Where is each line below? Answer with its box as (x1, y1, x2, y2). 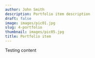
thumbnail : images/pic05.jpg (5, 29, 64, 34)
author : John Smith (5, 7, 45, 12)
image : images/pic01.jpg (5, 20, 56, 26)
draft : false (5, 16, 32, 21)
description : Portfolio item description (5, 12, 91, 16)
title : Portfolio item (5, 34, 51, 39)
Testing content (5, 47, 37, 53)
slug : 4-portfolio (5, 25, 42, 30)
